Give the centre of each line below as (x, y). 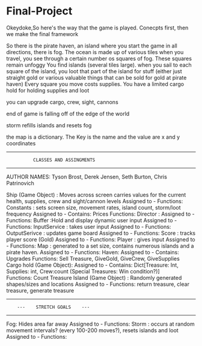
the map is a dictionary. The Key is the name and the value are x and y (93, 137)
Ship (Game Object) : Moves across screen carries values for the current (96, 195)
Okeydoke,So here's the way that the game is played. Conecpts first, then (97, 28)
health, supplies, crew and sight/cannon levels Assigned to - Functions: (95, 201)
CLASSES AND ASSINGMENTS (64, 160)
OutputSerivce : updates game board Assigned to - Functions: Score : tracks (101, 233)
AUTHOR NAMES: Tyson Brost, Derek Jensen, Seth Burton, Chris (87, 177)
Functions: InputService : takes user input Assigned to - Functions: (89, 226)
